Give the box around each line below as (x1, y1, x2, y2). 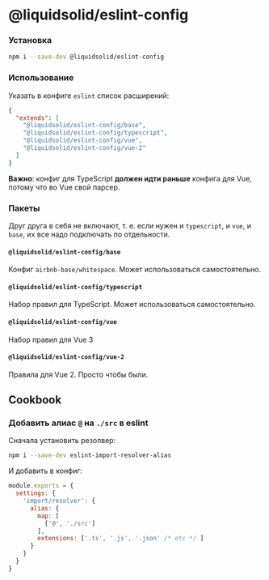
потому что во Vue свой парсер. (8, 182, 120, 192)
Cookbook (8, 393, 62, 407)
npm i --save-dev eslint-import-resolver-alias (8, 451, 172, 459)
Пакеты (8, 203, 40, 214)
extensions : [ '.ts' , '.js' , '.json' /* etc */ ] (37, 535, 204, 543)
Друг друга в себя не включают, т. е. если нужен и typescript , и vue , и (8, 220, 252, 230)
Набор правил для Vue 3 (8, 335, 94, 344)
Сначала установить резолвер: (8, 436, 116, 446)
